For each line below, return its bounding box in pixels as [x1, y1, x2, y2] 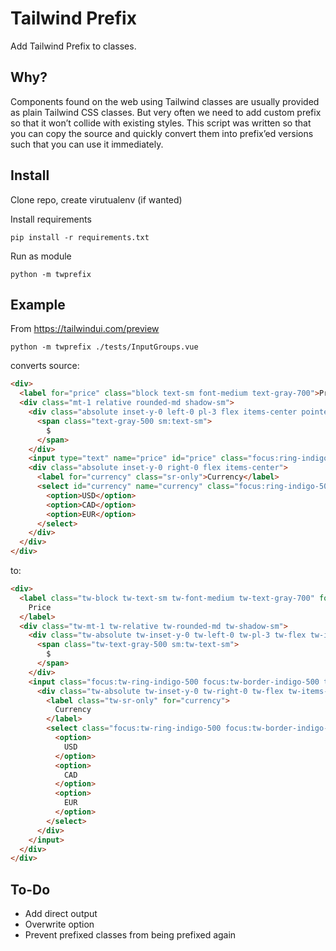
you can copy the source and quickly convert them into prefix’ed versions [10, 127, 314, 139]
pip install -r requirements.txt [10, 232, 150, 242]
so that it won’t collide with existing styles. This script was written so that [10, 117, 312, 129]
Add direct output [24, 908, 98, 920]
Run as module [10, 250, 72, 262]
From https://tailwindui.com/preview [10, 323, 160, 335]
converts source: [10, 360, 80, 372]
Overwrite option [24, 918, 95, 931]
